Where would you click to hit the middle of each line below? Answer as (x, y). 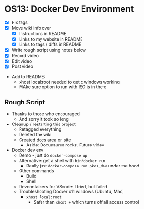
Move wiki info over (31, 28)
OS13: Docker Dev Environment (69, 9)
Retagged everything (40, 129)
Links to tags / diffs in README (50, 44)
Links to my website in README (51, 39)
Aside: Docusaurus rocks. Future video (65, 145)
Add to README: (29, 76)
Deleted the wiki (35, 135)
